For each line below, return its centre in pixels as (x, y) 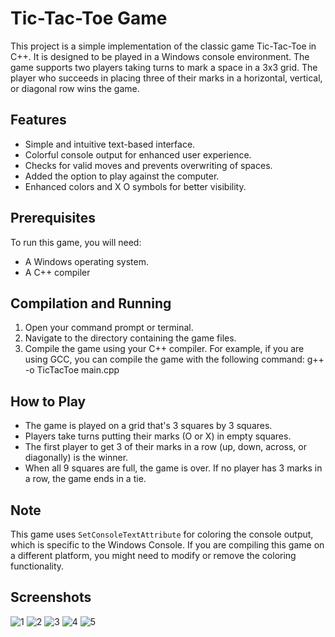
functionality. (37, 566)
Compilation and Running (91, 303)
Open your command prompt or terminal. (109, 328)
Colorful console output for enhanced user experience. (138, 154)
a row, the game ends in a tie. (85, 479)
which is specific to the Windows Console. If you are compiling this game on (167, 545)
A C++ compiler (57, 272)
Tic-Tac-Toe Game (89, 18)
